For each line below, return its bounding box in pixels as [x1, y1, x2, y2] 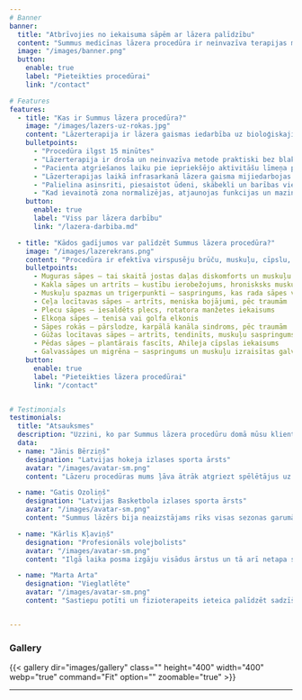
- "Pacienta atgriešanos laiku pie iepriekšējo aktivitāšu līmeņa [32, 163, 288, 172]
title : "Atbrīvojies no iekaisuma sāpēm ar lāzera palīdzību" [17, 30, 255, 39]
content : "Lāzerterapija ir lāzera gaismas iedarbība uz [25, 130, 244, 140]
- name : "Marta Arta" [17, 571, 99, 580]
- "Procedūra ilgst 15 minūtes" [32, 147, 155, 156]
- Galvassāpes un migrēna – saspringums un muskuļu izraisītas [32, 348, 276, 357]
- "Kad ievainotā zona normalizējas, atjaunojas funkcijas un [32, 188, 271, 198]
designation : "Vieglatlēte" [25, 579, 130, 588]
